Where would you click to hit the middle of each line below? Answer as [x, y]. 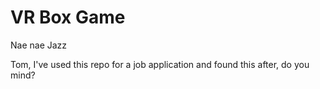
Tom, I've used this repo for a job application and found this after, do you [160, 64]
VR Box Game [68, 17]
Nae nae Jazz [39, 45]
